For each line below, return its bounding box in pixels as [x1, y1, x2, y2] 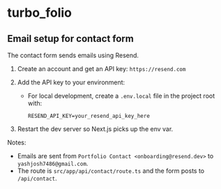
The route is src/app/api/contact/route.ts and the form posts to [17, 167, 204, 175]
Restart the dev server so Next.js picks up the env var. [17, 125, 174, 133]
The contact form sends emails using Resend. [7, 51, 139, 59]
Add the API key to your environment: [17, 78, 125, 86]
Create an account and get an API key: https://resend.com [17, 65, 186, 73]
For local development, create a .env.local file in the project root [27, 92, 215, 100]
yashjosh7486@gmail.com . [17, 159, 89, 167]
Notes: [7, 138, 26, 146]
